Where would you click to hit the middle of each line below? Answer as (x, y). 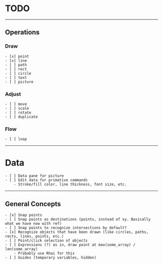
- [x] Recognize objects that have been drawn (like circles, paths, (77, 232)
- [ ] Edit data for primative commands (47, 180)
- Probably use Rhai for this (44, 253)
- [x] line (16, 61)
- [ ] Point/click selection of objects (47, 240)
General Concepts (33, 204)
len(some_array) (21, 249)
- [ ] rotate (18, 112)
